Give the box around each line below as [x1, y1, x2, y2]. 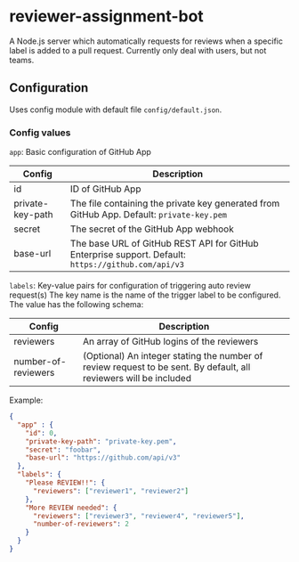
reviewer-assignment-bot [9, 6, 205, 27]
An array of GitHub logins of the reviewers [83, 336, 259, 348]
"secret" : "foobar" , [25, 445, 101, 454]
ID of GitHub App [69, 183, 141, 195]
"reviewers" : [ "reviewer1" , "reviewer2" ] [32, 486, 190, 495]
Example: [9, 395, 44, 406]
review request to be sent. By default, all [83, 361, 251, 373]
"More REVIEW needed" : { [25, 503, 117, 512]
